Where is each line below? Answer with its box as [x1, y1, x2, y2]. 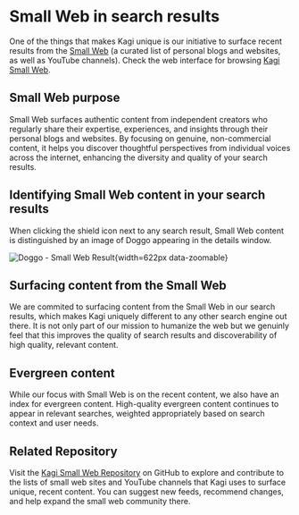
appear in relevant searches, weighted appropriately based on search [9, 409, 265, 419]
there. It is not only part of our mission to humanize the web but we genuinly [9, 320, 290, 332]
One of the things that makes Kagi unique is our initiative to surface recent [9, 36, 283, 46]
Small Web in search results [9, 6, 220, 27]
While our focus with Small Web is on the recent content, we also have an [9, 389, 279, 400]
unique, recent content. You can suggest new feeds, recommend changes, [9, 486, 284, 497]
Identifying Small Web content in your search [9, 188, 266, 203]
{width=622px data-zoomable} [114, 252, 228, 263]
